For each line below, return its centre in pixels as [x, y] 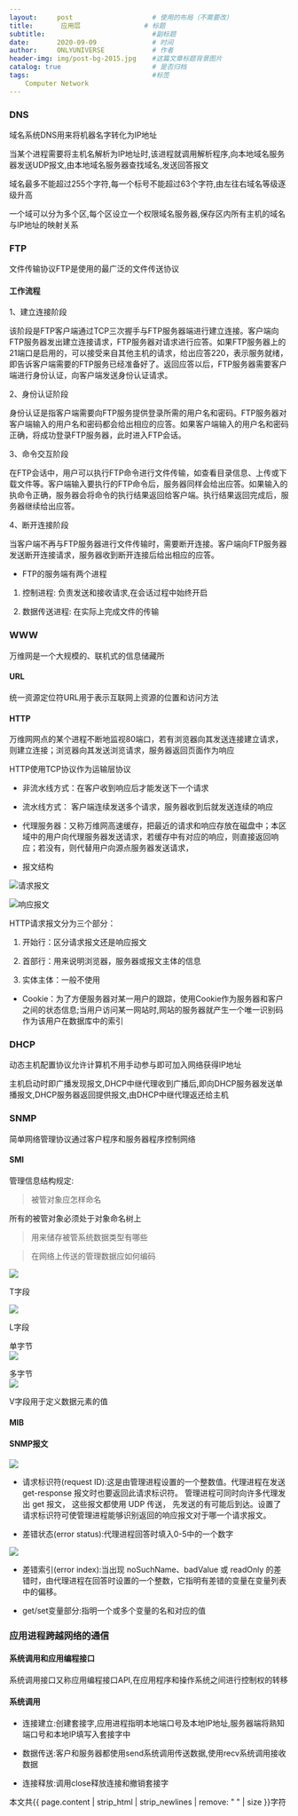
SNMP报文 [29, 1444]
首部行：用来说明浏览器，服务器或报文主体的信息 [111, 961]
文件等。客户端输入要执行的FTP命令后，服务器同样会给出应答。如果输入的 [152, 484]
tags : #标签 [90, 75]
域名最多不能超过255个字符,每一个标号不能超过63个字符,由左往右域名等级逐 [148, 184]
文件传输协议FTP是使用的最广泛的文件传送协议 [94, 269]
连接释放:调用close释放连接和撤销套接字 [95, 1783]
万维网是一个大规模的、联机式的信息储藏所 [87, 655]
